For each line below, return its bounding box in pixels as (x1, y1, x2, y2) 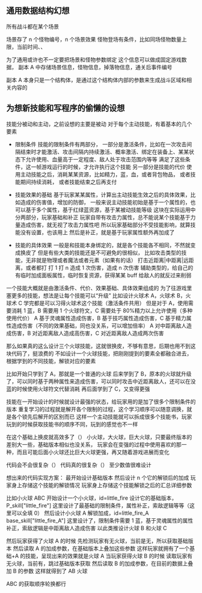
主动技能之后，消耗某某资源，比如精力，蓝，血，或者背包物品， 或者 (20, 170, 191, 178)
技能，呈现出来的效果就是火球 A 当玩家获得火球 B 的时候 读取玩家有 (25, 552, 193, 559)
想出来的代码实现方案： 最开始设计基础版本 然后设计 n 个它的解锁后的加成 (6, 474, 189, 481)
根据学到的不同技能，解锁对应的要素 (6, 357, 96, 364)
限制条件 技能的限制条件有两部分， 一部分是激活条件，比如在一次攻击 (14, 140, 187, 147)
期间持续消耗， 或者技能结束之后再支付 (20, 178, 117, 185)
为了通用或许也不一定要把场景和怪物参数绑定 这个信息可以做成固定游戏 (6, 56, 182, 63)
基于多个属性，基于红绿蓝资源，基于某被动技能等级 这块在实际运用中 (25, 206, 196, 213)
